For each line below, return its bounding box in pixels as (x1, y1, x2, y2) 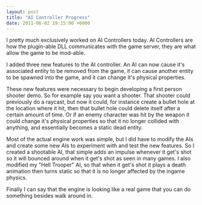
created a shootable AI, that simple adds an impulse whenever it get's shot (6, 148, 192, 156)
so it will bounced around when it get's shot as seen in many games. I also (6, 155, 191, 162)
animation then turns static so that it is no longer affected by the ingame (6, 168, 185, 175)
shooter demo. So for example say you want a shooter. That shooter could (6, 92, 191, 99)
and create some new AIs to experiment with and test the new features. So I (6, 142, 195, 150)
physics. (6, 174, 27, 181)
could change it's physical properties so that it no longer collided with (6, 118, 180, 125)
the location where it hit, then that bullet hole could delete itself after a (6, 105, 180, 112)
